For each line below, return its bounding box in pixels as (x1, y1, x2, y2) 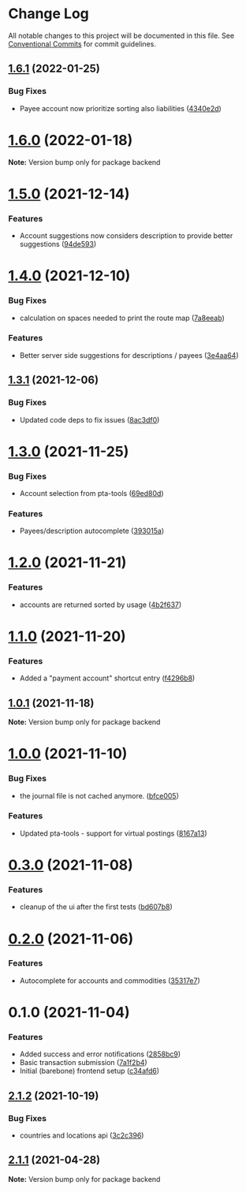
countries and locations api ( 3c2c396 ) (19, 1131, 144, 1140)
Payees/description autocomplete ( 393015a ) (19, 526, 165, 536)
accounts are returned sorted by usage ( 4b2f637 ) (19, 600, 182, 609)
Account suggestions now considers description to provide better (19, 231, 233, 240)
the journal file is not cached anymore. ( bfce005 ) (19, 791, 180, 800)
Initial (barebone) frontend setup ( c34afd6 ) (19, 1066, 160, 1076)
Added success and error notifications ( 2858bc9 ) (19, 1049, 181, 1059)
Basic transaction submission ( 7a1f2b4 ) (19, 1058, 147, 1067)
